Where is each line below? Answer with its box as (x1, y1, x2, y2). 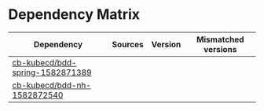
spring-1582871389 (12, 67, 92, 78)
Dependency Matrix (8, 6, 140, 24)
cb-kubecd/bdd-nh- (12, 80, 92, 91)
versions (203, 43, 237, 54)
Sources (112, 39, 144, 50)
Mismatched (196, 34, 245, 45)
